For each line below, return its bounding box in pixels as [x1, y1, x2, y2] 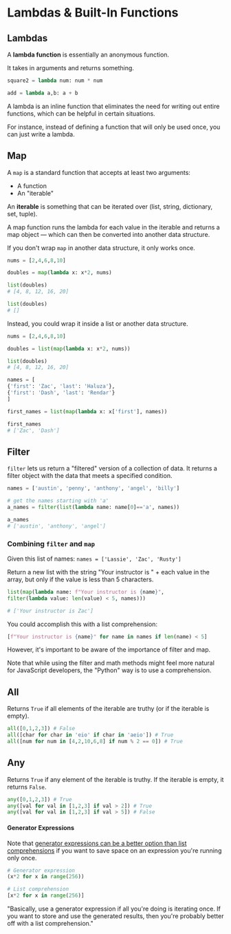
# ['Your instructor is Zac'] [7, 608, 94, 614]
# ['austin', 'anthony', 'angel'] [7, 522, 107, 530]
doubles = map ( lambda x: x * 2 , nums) [7, 269, 112, 276]
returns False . [7, 782, 47, 791]
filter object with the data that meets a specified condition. [7, 472, 173, 480]
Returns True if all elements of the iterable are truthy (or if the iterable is [7, 705, 210, 713]
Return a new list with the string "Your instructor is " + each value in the [7, 568, 210, 576]
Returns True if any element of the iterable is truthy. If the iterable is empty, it [7, 775, 224, 783]
